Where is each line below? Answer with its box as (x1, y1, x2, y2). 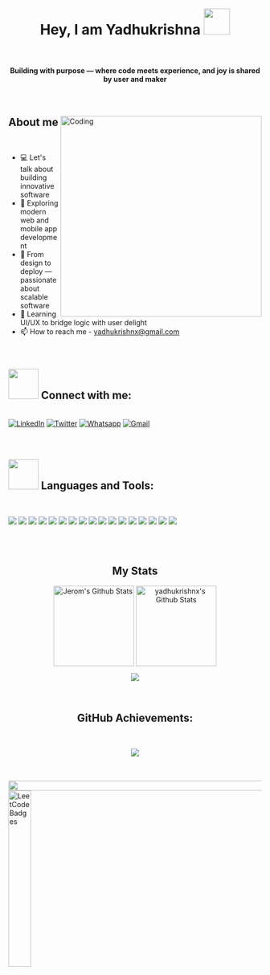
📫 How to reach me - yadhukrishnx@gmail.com (19, 326, 180, 337)
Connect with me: (40, 389, 133, 402)
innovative (19, 181, 55, 190)
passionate (19, 275, 57, 284)
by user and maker (103, 74, 167, 84)
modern (19, 206, 47, 216)
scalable (19, 292, 48, 301)
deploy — (19, 266, 52, 276)
